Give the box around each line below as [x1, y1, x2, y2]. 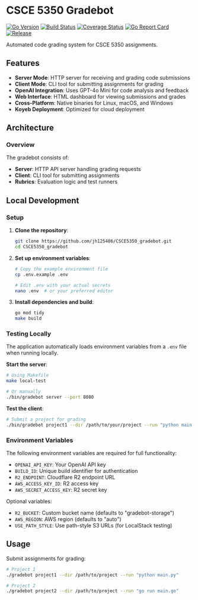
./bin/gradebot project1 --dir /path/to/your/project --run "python [6, 422, 179, 428]
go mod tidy [14, 310, 44, 316]
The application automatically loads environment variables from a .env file [6, 343, 187, 350]
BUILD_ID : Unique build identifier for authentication [14, 467, 138, 474]
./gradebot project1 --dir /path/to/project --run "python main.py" [6, 571, 179, 578]
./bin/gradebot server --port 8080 [6, 394, 94, 400]
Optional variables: [6, 497, 52, 505]
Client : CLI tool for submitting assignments [14, 172, 120, 179]
